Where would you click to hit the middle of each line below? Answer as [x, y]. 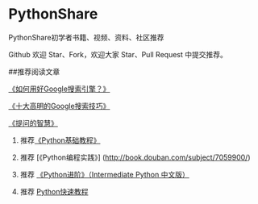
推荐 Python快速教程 [54, 191]
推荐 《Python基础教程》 [60, 140]
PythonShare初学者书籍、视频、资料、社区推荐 [86, 37]
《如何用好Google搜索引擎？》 [59, 89]
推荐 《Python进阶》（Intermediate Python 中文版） [104, 174]
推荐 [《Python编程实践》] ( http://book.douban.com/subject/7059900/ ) [135, 157]
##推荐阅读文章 [34, 71]
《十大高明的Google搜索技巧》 [59, 106]
